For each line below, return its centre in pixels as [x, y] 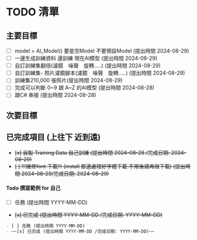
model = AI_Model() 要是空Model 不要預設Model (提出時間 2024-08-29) [102, 51]
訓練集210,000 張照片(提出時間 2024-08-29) [69, 81]
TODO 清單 [33, 12]
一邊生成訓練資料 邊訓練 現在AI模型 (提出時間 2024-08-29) [86, 58]
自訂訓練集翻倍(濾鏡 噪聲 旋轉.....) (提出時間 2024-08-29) [88, 66]
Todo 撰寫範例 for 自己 [33, 188]
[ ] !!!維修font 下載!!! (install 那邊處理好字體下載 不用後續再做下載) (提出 [100, 166]
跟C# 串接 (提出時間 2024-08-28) [55, 95]
